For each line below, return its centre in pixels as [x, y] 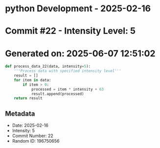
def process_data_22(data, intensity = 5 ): [48, 67]
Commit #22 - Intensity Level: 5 [70, 31]
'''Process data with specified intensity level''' [68, 71]
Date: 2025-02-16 [30, 125]
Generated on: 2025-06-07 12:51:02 [80, 53]
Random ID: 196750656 [36, 141]
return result [28, 99]
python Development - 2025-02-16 [78, 9]
